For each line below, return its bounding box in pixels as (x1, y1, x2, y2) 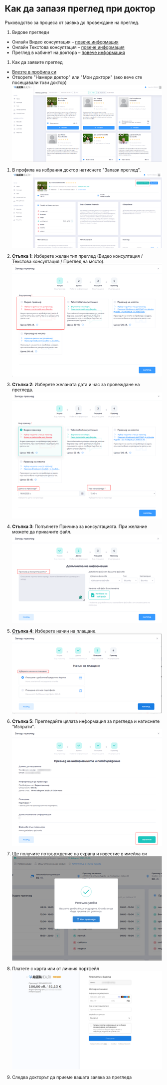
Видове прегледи (11, 29, 49, 35)
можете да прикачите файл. (11, 529, 72, 535)
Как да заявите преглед (11, 59, 63, 65)
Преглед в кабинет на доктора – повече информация (11, 49, 125, 55)
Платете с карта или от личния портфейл (11, 966, 99, 972)
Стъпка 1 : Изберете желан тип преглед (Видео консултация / (11, 253, 143, 259)
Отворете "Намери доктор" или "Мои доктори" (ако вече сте (11, 74, 143, 80)
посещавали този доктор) (11, 79, 67, 85)
